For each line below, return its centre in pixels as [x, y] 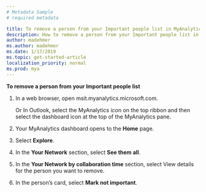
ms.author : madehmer [33, 46]
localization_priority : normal [46, 63]
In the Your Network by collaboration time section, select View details [105, 164]
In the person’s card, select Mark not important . [76, 182]
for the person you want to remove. [60, 171]
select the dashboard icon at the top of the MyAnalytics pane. [93, 117]
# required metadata [33, 18]
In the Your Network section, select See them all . [78, 152]
